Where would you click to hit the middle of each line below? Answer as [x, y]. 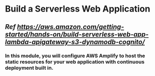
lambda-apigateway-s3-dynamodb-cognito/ [75, 42]
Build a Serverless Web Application [78, 9]
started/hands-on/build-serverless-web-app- [77, 34]
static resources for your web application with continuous [75, 61]
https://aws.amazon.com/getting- [70, 27]
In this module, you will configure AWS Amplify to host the [75, 56]
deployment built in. [29, 68]
